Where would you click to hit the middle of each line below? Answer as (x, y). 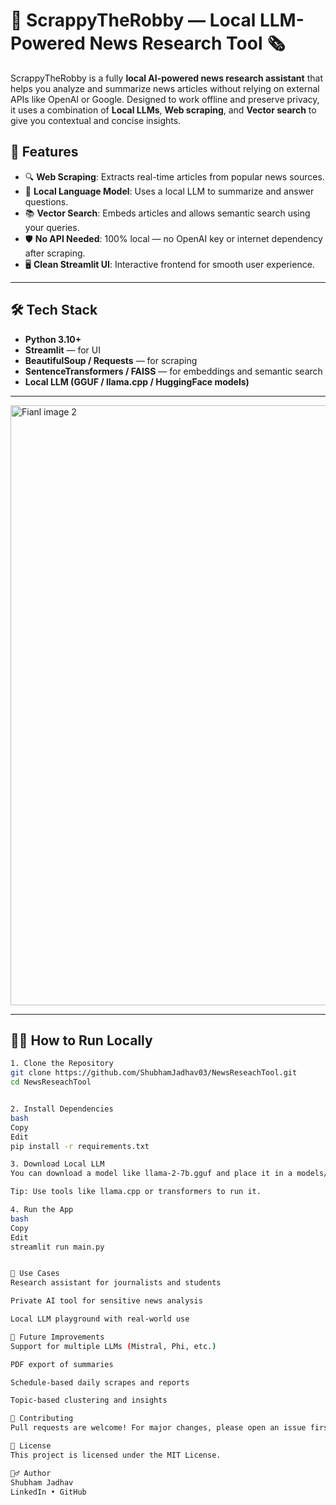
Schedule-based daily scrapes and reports (100, 1382)
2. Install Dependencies (62, 1109)
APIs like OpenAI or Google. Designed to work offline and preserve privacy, (165, 99)
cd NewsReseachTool (51, 1082)
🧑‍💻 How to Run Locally (81, 1040)
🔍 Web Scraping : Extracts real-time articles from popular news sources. (174, 176)
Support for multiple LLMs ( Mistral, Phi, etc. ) (113, 1346)
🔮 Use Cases (35, 1274)
